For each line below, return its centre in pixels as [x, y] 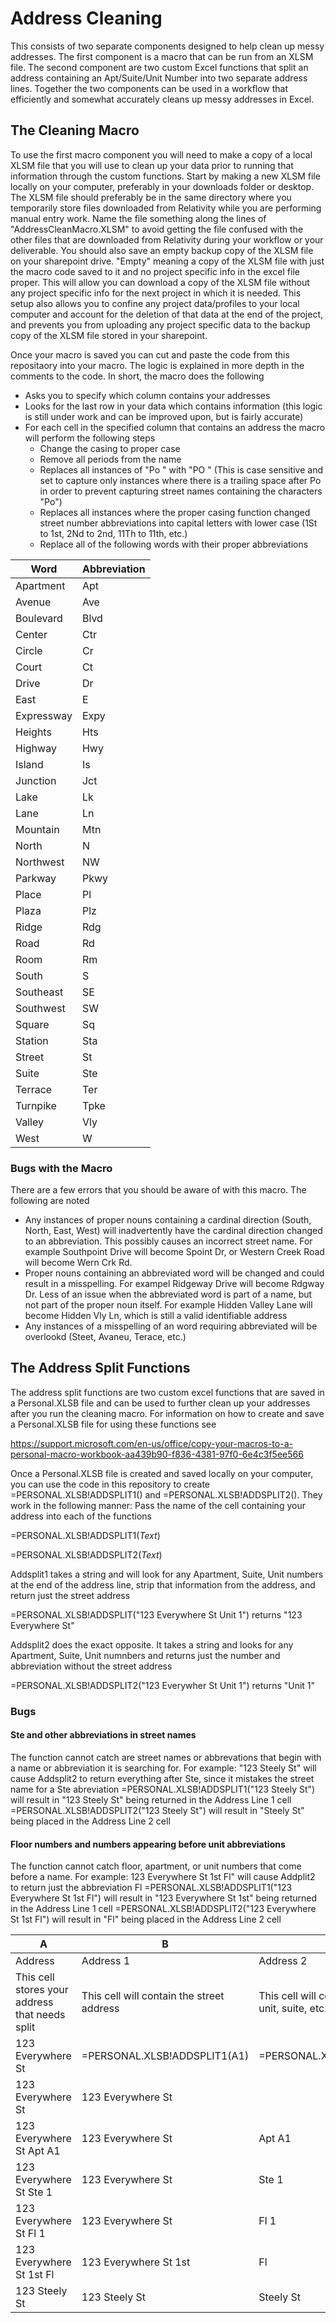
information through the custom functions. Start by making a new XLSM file [165, 176]
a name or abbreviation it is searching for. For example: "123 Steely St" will [163, 1768]
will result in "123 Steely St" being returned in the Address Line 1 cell [151, 1799]
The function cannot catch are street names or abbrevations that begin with [166, 1757]
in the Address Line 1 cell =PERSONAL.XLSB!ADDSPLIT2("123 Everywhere [163, 1909]
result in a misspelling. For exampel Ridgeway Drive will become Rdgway [174, 1284]
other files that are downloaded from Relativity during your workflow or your [167, 239]
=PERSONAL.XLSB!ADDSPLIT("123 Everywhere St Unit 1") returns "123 [156, 1614]
